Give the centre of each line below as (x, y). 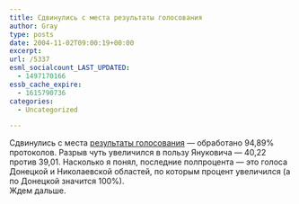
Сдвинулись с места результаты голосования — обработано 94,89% (142, 143)
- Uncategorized (48, 110)
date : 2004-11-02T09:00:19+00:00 (72, 43)
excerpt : (26, 51)
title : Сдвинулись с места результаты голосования (106, 18)
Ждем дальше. (38, 191)
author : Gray (34, 26)
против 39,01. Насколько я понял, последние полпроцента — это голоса (149, 162)
